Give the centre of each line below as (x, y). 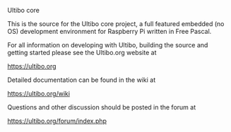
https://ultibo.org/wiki (39, 94)
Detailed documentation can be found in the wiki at (82, 80)
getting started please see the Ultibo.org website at (82, 53)
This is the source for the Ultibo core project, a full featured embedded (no (116, 24)
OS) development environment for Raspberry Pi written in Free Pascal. (109, 31)
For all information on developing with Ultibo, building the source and (108, 45)
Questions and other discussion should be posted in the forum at (102, 107)
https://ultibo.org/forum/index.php (57, 121)
